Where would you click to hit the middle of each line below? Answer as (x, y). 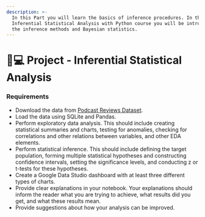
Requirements (28, 97)
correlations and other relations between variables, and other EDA (98, 136)
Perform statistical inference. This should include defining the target (101, 149)
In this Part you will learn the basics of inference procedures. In (102, 18)
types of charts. (35, 182)
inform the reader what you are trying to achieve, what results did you (103, 194)
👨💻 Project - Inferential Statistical (94, 60)
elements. (28, 142)
